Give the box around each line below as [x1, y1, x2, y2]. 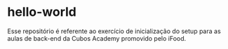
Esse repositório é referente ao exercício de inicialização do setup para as [7, 27, 221, 35]
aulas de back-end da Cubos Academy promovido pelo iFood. [7, 34, 187, 42]
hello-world [7, 4, 77, 20]
